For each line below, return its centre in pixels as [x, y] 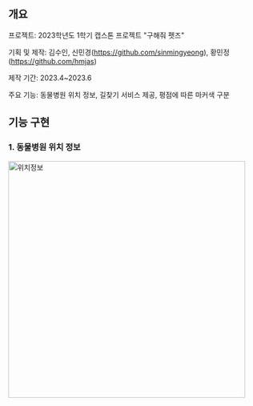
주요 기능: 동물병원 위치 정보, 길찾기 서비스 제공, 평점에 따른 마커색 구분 [119, 94]
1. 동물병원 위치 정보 [45, 147]
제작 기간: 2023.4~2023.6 [50, 78]
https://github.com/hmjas [52, 61]
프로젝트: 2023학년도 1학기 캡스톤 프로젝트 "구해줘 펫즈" [96, 35]
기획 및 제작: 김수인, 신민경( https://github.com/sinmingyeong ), [108, 52]
